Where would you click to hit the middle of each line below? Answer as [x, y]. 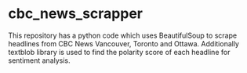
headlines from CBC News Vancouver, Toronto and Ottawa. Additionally [123, 43]
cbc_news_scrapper [76, 14]
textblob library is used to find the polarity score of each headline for [119, 52]
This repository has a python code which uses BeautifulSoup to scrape [123, 35]
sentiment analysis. [39, 60]
